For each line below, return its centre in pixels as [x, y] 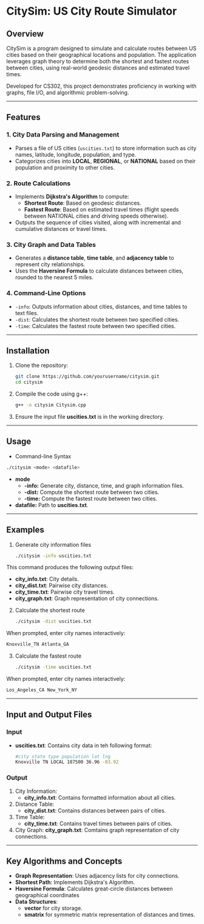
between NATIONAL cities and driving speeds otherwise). [96, 216]
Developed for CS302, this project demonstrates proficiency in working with [101, 86]
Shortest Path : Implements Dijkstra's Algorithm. [75, 883]
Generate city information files [53, 544]
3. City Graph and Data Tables [51, 244]
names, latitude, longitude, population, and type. [76, 154]
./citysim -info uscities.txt [53, 556]
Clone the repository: [42, 365]
